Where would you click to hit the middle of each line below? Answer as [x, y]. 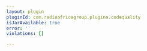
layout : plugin [25, 12]
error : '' [19, 28]
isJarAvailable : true [33, 23]
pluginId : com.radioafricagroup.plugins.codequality [73, 17]
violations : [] [25, 34]
